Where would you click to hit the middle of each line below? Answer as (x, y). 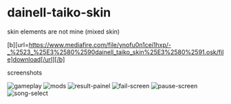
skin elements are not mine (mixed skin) (64, 31)
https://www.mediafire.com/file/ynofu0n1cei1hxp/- (100, 44)
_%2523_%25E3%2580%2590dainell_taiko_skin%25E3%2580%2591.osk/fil (115, 52)
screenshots (25, 73)
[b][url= (18, 44)
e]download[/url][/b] (36, 59)
